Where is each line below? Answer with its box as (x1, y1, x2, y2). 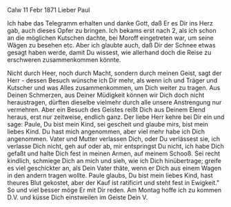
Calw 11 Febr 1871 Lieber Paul (7, 6, 90, 14)
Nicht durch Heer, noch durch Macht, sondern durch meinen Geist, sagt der (7, 69, 222, 77)
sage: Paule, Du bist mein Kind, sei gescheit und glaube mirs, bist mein (7, 120, 209, 128)
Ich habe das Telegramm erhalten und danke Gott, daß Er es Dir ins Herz (7, 19, 214, 27)
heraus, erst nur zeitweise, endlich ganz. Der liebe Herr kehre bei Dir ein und (7, 113, 225, 121)
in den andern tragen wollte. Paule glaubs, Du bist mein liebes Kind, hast (7, 171, 213, 179)
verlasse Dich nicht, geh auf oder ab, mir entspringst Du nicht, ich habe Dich (7, 142, 224, 150)
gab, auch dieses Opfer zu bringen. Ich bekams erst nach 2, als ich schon (7, 27, 217, 34)
